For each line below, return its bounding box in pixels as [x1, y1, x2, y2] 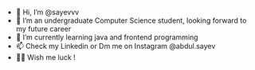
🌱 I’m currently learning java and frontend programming [15, 32, 198, 42]
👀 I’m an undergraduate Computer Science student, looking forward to [15, 16, 247, 25]
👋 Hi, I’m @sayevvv [15, 8, 80, 17]
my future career [15, 24, 72, 33]
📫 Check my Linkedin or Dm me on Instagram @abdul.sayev [15, 42, 216, 50]
